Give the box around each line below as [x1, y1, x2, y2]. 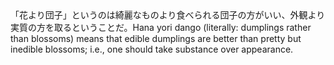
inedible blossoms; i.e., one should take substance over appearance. [10, 43, 294, 55]
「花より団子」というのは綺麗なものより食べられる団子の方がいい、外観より [10, 9, 326, 21]
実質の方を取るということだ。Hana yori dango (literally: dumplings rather [10, 22, 312, 33]
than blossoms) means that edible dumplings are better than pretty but [10, 33, 302, 44]
